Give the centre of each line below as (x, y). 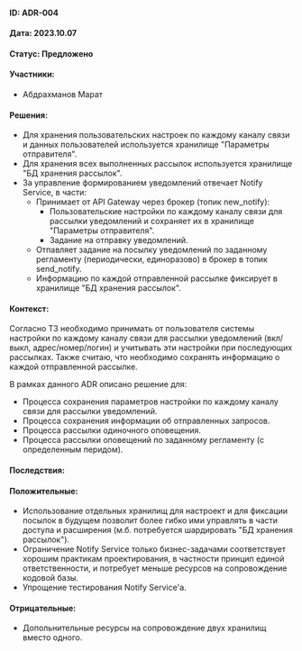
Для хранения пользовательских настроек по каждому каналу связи (156, 135)
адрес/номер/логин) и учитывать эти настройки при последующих (163, 348)
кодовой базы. (50, 578)
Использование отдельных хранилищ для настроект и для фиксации (155, 511)
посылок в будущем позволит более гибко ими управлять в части (150, 520)
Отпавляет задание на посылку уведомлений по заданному (151, 250)
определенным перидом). (73, 449)
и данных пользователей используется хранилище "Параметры (146, 145)
